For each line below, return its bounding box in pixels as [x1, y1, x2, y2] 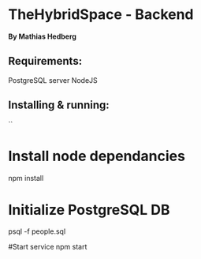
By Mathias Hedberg [8, 32, 77, 41]
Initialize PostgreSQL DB [8, 201, 171, 219]
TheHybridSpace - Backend [8, 6, 195, 24]
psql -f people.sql [8, 227, 66, 236]
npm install [8, 173, 44, 182]
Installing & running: [8, 99, 110, 112]
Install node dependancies [8, 147, 185, 165]
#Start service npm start [8, 242, 87, 252]
